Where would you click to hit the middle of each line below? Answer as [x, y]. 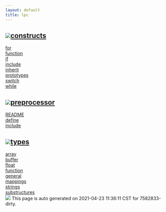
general [13, 176]
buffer [12, 159]
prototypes [17, 75]
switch [12, 81]
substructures [20, 192]
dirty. [11, 204]
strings [13, 187]
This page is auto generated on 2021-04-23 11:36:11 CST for [75, 198]
